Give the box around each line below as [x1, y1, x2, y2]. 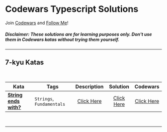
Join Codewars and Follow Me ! [5, 20, 69, 26]
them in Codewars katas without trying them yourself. [5, 36, 120, 43]
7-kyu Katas [5, 58, 44, 67]
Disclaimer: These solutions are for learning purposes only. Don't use [5, 31, 152, 37]
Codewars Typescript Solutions [5, 3, 139, 15]
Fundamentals [34, 101, 66, 107]
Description [75, 83, 104, 90]
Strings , [34, 95, 54, 102]
